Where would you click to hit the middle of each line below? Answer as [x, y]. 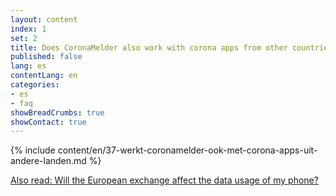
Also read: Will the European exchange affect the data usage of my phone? [164, 180]
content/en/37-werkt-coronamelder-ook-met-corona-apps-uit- [187, 150]
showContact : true [48, 122]
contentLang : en [44, 76]
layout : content [44, 19]
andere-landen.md [48, 161]
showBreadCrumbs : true [57, 112]
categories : [35, 85]
